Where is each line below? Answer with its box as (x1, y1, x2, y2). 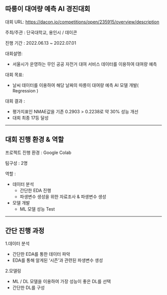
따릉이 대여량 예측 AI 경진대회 (5, 4, 90, 13)
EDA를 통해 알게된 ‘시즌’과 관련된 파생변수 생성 (12, 257, 103, 263)
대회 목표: (5, 72, 24, 77)
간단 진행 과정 (5, 226, 45, 235)
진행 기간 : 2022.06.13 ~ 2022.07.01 (5, 40, 76, 46)
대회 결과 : (5, 98, 25, 104)
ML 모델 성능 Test (19, 206, 55, 212)
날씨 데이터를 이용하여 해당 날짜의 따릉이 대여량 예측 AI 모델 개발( (12, 82, 139, 88)
